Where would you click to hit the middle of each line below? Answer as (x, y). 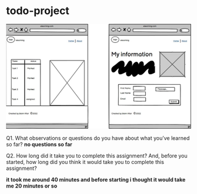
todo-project (38, 11)
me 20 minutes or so (32, 186)
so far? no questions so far (39, 144)
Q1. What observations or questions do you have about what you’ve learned (98, 138)
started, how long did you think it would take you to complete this (85, 162)
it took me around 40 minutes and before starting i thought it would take (96, 179)
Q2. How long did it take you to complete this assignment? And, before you (97, 155)
